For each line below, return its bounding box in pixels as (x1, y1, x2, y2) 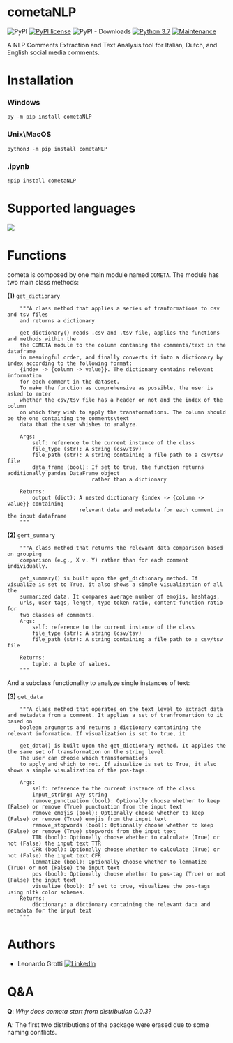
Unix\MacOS (7, 130, 52, 140)
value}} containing (7, 500, 64, 507)
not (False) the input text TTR (7, 840, 101, 847)
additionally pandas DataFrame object (7, 470, 120, 477)
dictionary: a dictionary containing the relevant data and (32, 901, 211, 908)
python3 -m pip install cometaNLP (7, 145, 108, 152)
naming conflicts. (7, 1028, 57, 1036)
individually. (7, 562, 49, 569)
